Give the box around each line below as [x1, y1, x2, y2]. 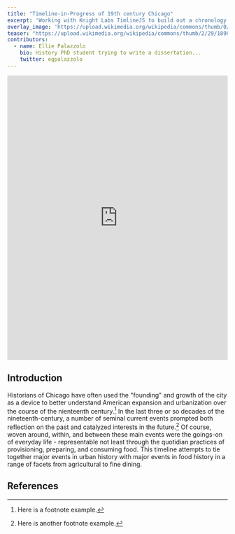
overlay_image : [7, 23, 52, 30]
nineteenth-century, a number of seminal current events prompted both [7, 414, 213, 423]
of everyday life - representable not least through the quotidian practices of [7, 437, 225, 446]
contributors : [7, 36, 49, 43]
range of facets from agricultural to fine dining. [7, 460, 142, 468]
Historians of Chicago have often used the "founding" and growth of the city [7, 391, 227, 399]
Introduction [7, 372, 63, 384]
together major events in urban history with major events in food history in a [7, 452, 226, 461]
